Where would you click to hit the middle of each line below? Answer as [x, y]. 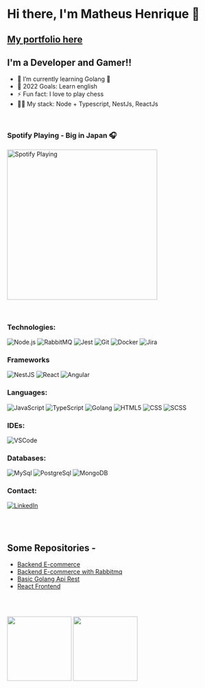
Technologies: [32, 327]
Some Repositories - [51, 548]
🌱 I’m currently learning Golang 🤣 [64, 79]
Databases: [27, 458]
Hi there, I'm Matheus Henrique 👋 [104, 14]
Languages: [27, 393]
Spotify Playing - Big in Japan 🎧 [62, 135]
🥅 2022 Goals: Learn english [57, 87]
